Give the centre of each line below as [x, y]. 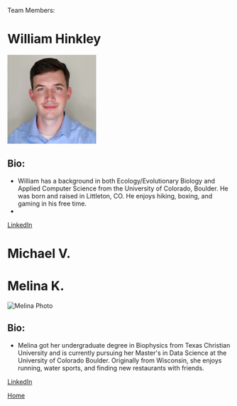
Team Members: [31, 10]
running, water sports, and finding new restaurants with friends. [111, 368]
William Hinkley [54, 39]
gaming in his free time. [52, 203]
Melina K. [36, 286]
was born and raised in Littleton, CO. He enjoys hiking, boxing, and [115, 196]
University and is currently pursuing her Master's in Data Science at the [122, 353]
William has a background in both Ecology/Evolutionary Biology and [116, 181]
